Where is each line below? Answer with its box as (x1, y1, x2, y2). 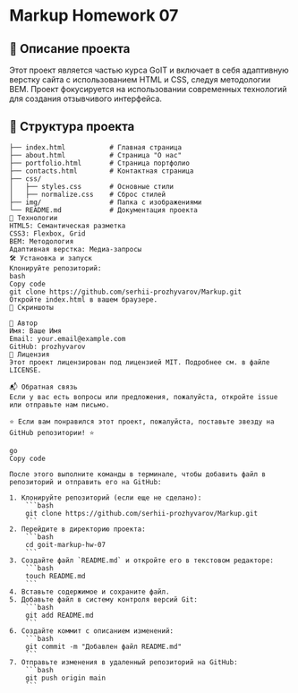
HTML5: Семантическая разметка (9, 221, 126, 230)
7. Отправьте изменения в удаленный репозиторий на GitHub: (9, 657, 239, 667)
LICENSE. (9, 365, 42, 374)
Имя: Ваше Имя (9, 326, 63, 336)
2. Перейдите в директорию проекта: (9, 525, 146, 534)
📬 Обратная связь (9, 382, 78, 391)
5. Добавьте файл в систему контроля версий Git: (9, 595, 199, 604)
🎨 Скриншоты (9, 303, 54, 312)
